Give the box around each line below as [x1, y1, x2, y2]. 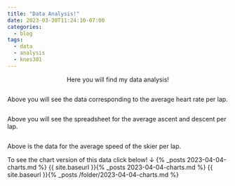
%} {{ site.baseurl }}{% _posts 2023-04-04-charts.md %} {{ [38, 163, 213, 171]
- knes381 [13, 56, 42, 63]
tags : [7, 36, 23, 44]
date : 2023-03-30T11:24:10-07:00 [7, 17, 105, 24]
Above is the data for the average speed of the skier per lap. [7, 142, 182, 150]
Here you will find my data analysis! [66, 75, 170, 84]
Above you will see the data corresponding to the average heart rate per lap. [7, 95, 228, 103]
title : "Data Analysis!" [7, 10, 80, 18]
